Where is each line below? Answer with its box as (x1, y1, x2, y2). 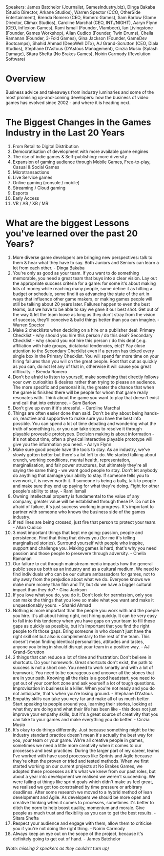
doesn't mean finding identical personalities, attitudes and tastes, (12, 639, 144, 644)
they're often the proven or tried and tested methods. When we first (12, 758, 149, 764)
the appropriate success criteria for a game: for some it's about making (12, 280, 156, 286)
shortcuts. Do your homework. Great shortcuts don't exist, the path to (12, 659, 153, 665)
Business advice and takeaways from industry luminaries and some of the (5, 89, 154, 95)
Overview (5, 73, 46, 85)
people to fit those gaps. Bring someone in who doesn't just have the (12, 628, 152, 634)
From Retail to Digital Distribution (12, 143, 79, 149)
